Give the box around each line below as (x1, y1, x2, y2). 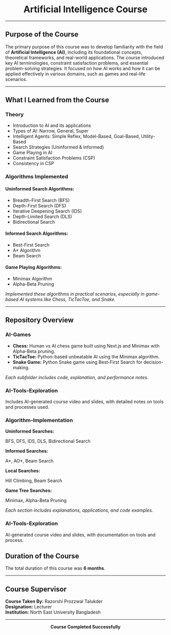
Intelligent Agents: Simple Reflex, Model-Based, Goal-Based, (12, 134, 140, 140)
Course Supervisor (5, 585, 67, 593)
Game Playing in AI (12, 149, 52, 156)
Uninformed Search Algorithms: (5, 186, 75, 192)
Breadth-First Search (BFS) (12, 197, 70, 203)
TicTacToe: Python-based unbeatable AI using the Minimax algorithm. (12, 353, 160, 360)
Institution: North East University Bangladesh (5, 609, 101, 615)
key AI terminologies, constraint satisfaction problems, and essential (5, 60, 149, 66)
